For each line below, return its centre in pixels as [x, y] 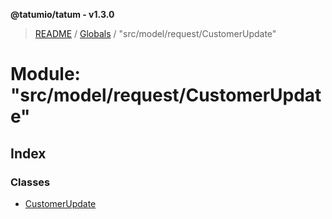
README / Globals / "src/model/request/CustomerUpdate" [155, 33]
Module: [45, 74]
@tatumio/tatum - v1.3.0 [62, 14]
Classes [30, 182]
